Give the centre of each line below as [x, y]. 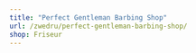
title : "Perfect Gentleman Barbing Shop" [89, 18]
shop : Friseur [36, 34]
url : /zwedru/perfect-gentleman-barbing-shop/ [98, 26]
